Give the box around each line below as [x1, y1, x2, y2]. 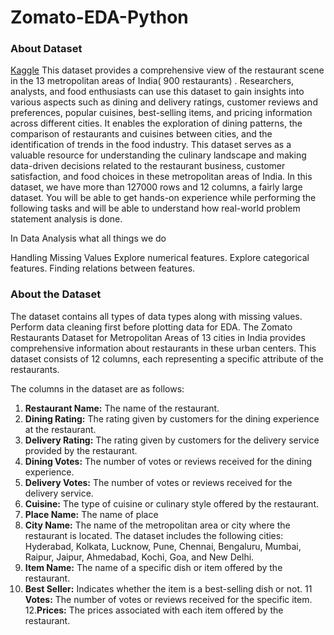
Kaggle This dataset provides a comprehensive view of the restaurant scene [10, 64, 325, 76]
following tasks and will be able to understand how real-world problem [10, 202, 301, 215]
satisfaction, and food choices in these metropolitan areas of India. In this [10, 171, 313, 183]
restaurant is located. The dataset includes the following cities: [24, 529, 284, 541]
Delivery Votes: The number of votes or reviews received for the [24, 476, 293, 488]
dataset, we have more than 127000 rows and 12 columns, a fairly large [10, 181, 303, 193]
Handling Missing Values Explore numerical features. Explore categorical [10, 252, 310, 264]
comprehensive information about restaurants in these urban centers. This [10, 342, 317, 354]
